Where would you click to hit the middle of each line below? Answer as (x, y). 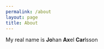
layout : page (22, 17)
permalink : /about (28, 12)
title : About (22, 23)
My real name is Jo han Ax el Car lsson (52, 40)
